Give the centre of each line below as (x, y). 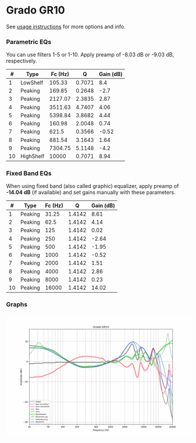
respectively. (21, 61)
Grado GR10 (36, 10)
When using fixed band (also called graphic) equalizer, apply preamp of (92, 186)
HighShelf (32, 156)
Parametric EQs (29, 42)
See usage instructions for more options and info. (66, 27)
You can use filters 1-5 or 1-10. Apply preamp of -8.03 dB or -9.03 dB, (90, 55)
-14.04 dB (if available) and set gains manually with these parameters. (91, 193)
